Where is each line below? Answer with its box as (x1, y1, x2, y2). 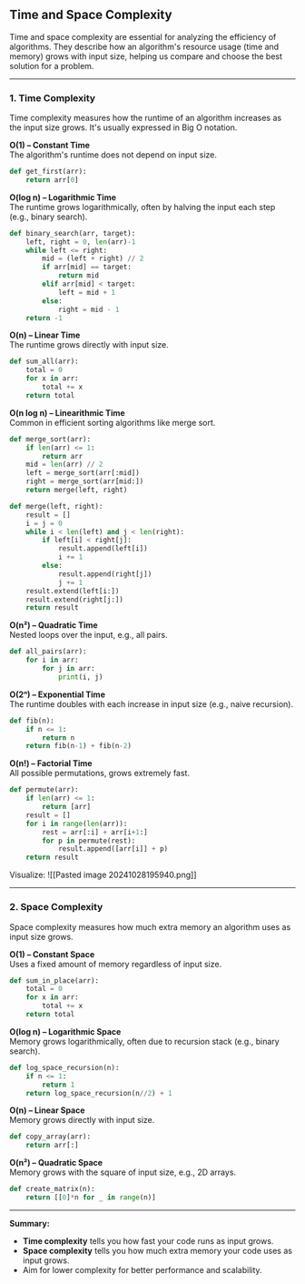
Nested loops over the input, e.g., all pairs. (9, 630, 168, 641)
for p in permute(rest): (42, 836, 136, 845)
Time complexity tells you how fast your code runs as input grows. (22, 1235, 274, 1246)
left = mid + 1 (57, 288, 116, 297)
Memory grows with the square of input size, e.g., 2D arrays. (9, 1167, 237, 1178)
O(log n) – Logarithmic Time (9, 191, 116, 203)
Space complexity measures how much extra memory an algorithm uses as (9, 921, 291, 932)
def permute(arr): (9, 785, 79, 794)
